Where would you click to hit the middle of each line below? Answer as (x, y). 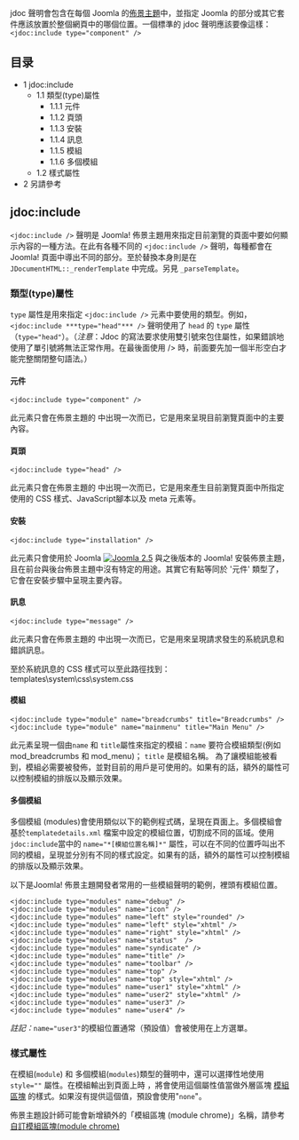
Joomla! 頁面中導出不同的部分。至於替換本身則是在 (104, 257)
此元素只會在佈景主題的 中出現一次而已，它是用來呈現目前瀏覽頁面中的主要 (147, 418)
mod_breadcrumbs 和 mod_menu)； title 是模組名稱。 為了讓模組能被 (140, 756)
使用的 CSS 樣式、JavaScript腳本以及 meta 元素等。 (106, 499)
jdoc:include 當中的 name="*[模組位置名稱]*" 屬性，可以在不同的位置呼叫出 (144, 844)
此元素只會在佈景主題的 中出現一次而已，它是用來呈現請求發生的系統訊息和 (147, 638)
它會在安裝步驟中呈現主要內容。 (68, 580)
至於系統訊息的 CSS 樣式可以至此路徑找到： (90, 669)
